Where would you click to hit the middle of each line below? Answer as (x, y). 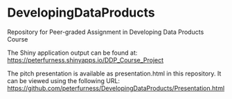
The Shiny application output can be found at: (72, 53)
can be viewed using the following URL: (63, 80)
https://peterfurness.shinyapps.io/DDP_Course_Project (86, 60)
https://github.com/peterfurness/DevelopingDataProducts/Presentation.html (116, 88)
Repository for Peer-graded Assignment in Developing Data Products (106, 32)
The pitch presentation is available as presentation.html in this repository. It (114, 73)
